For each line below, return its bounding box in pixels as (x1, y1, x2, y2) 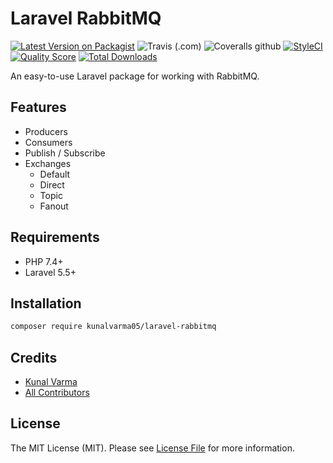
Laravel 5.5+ (24, 266, 77, 278)
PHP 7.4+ (24, 255, 64, 267)
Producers (24, 125, 68, 137)
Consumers (24, 136, 73, 148)
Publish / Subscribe (24, 147, 106, 159)
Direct (39, 178, 65, 191)
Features (10, 99, 67, 116)
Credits (10, 349, 58, 366)
